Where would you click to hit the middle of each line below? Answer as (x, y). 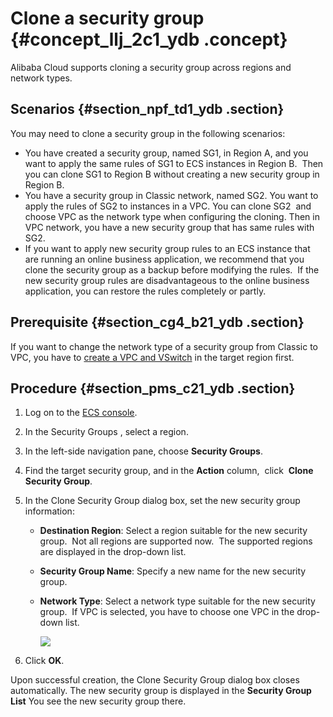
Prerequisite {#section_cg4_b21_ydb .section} (157, 322)
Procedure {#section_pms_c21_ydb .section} (153, 388)
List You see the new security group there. (98, 701)
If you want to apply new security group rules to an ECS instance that (167, 248)
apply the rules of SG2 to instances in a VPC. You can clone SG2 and (168, 206)
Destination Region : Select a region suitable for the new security (173, 531)
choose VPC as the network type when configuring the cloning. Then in (172, 216)
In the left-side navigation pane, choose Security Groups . (143, 451)
